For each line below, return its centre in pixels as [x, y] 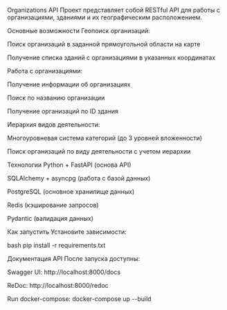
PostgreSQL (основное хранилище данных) [71, 192]
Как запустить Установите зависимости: [67, 232]
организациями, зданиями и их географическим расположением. [105, 17]
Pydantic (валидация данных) [51, 218]
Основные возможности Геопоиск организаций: [79, 31]
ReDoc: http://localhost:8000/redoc [58, 285]
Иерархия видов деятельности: [54, 125]
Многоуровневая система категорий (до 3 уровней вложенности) [105, 138]
